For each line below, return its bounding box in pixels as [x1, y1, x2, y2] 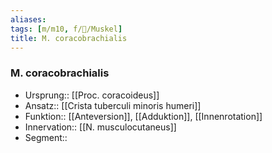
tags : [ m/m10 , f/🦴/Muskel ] [10, 24, 123, 34]
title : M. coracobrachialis [10, 33, 128, 43]
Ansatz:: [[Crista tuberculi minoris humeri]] [24, 99, 202, 111]
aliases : [10, 14, 47, 25]
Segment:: [24, 131, 68, 143]
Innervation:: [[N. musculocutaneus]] [24, 121, 177, 133]
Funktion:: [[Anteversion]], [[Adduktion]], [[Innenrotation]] [24, 110, 263, 122]
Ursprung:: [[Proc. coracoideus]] [24, 89, 160, 101]
